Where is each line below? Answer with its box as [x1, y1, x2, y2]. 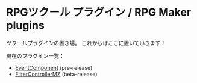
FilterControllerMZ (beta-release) [14, 70, 98, 78]
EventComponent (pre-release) [14, 64, 93, 71]
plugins [6, 19, 45, 32]
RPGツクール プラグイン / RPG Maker [6, 5, 192, 19]
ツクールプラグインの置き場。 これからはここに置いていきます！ [6, 39, 166, 46]
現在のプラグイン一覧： [6, 52, 64, 59]
